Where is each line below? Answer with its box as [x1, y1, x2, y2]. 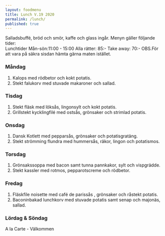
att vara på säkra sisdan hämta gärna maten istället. [5, 51, 111, 57]
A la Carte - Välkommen [5, 226, 54, 232]
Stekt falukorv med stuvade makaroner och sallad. [12, 80, 116, 86]
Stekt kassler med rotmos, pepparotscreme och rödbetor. [12, 167, 131, 173]
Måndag [5, 63, 26, 70]
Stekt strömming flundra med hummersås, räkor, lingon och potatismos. [12, 138, 160, 144]
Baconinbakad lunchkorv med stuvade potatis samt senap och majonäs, [12, 196, 161, 202]
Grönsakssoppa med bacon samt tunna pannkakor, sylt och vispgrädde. [12, 162, 161, 168]
